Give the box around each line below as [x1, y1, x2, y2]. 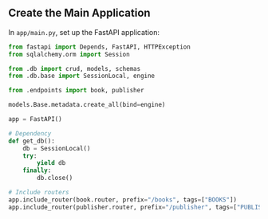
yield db [37, 159, 66, 167]
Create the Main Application [8, 6, 151, 20]
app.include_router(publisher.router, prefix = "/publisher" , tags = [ [8, 203, 238, 211]
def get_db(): [8, 137, 56, 145]
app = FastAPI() [8, 115, 62, 123]
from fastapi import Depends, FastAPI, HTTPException [8, 43, 191, 51]
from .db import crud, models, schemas [8, 65, 141, 72]
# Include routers [8, 189, 69, 197]
